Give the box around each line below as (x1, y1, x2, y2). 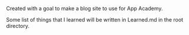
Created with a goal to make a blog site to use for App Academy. (6, 5, 164, 12)
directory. (6, 23, 30, 29)
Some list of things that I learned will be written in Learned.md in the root (6, 16, 184, 23)
